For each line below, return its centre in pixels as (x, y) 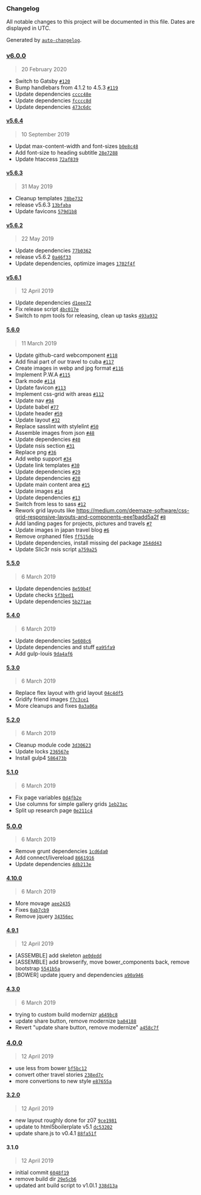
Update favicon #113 (40, 387)
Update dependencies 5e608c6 (53, 641)
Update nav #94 (34, 400)
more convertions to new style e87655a (63, 1081)
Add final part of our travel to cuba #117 (64, 361)
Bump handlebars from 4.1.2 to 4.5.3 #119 (66, 87)
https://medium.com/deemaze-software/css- (133, 510)
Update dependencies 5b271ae (53, 601)
